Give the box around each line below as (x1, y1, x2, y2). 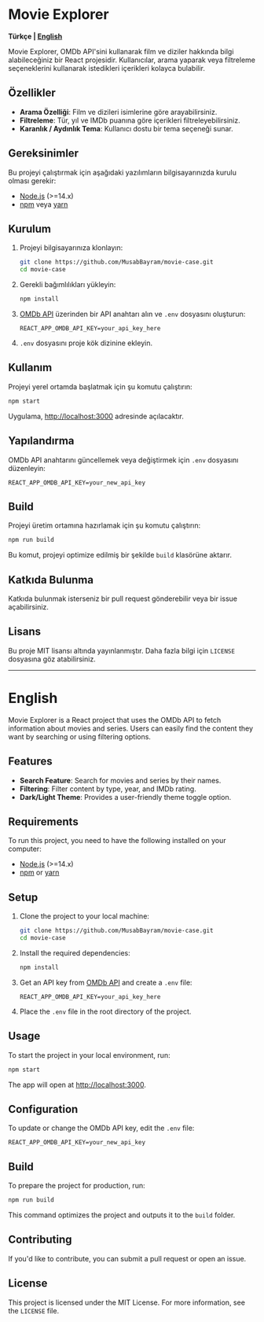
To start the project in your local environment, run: (8, 1050, 170, 1059)
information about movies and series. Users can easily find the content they (8, 724, 254, 733)
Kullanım (8, 361, 53, 374)
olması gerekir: (8, 175, 57, 186)
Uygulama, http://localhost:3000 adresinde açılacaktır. (8, 411, 185, 421)
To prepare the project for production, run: (8, 1181, 145, 1191)
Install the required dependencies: (19, 948, 131, 957)
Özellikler (8, 87, 57, 100)
